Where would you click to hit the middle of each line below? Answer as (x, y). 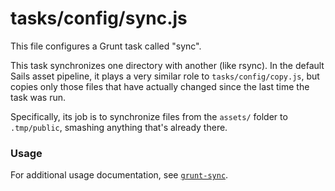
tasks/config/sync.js (99, 18)
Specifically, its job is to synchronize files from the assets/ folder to (149, 116)
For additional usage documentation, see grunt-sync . (119, 175)
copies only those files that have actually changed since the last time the (160, 86)
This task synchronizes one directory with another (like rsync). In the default (167, 65)
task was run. (38, 97)
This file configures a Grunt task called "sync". (106, 46)
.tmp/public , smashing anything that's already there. (119, 127)
